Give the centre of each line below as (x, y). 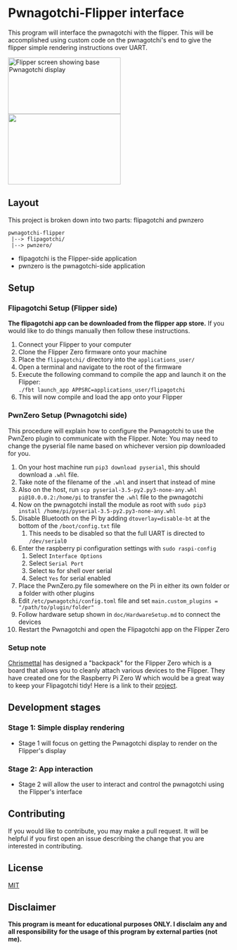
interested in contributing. (45, 846)
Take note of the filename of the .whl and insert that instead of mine (117, 482)
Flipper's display (42, 750)
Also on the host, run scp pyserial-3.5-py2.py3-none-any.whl (108, 489)
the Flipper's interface (50, 792)
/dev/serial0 (48, 541)
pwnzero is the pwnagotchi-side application (82, 265)
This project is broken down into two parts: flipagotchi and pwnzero (106, 220)
